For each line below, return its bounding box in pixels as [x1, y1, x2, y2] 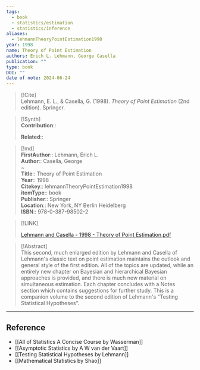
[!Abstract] [20, 243, 48, 250]
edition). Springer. [20, 104, 65, 111]
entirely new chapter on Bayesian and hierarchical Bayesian [20, 268, 167, 275]
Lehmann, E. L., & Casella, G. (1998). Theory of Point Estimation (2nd [20, 98, 190, 105]
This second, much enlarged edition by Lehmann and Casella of [20, 249, 177, 256]
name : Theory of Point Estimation [6, 48, 92, 54]
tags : [6, 8, 20, 15]
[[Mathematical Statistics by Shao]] [14, 357, 101, 364]
